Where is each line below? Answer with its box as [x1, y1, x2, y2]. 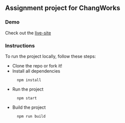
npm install [17, 77, 41, 83]
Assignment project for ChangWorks [5, 4, 121, 12]
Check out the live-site [5, 30, 51, 36]
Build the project [12, 104, 46, 110]
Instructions [5, 42, 35, 49]
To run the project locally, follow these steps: [5, 53, 96, 59]
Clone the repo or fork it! [12, 62, 62, 68]
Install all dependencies [12, 68, 61, 74]
